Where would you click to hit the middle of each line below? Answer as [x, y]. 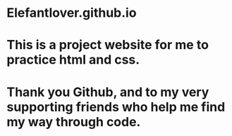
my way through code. [74, 122]
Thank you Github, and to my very [108, 92]
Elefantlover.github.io [72, 13]
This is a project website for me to [108, 45]
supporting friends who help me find [116, 107]
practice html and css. [73, 60]
